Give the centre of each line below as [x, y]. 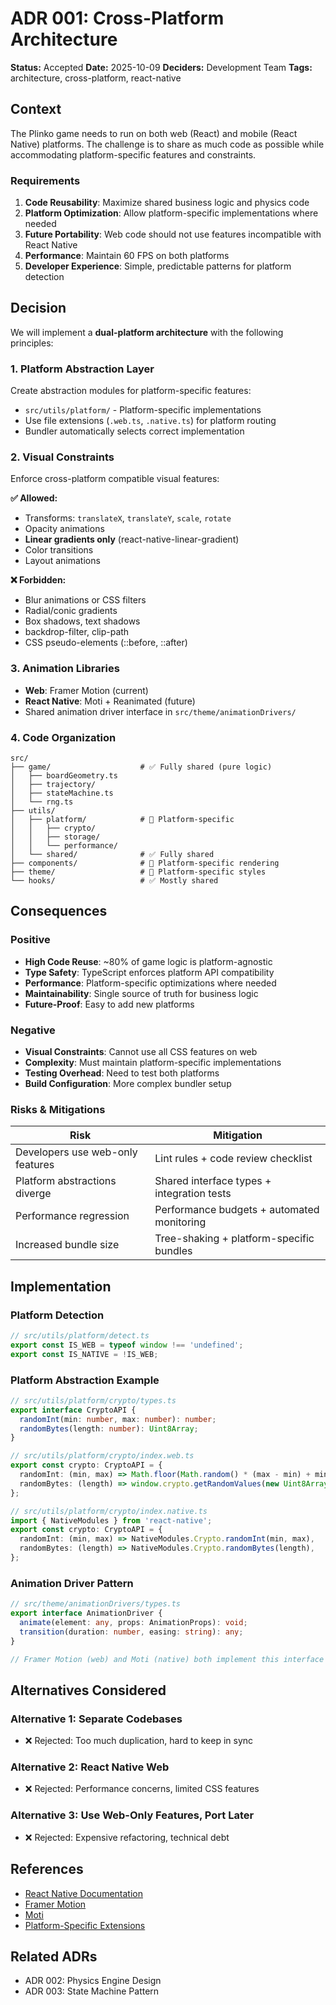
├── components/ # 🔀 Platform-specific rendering [145, 863]
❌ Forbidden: [38, 580]
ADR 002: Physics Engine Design [93, 1981]
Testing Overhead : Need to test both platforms [122, 1073]
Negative [33, 1030]
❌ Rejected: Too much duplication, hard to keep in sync [139, 1741]
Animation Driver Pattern [72, 1583]
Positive [30, 940]
